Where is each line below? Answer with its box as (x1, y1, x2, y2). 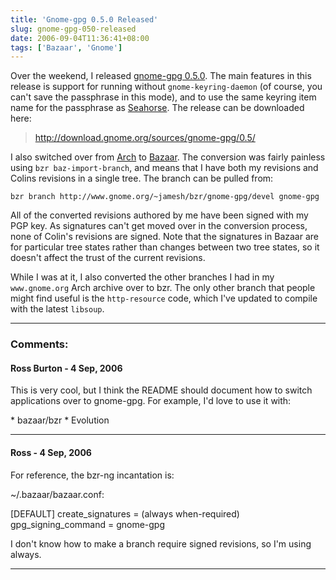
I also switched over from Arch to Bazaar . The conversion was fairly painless (10, 151, 326, 163)
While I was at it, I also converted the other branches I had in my (10, 271, 275, 283)
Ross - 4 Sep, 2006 (10, 446, 92, 458)
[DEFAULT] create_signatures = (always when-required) (10, 507, 240, 520)
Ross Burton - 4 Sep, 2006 (10, 362, 123, 374)
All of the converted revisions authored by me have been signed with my (10, 209, 309, 221)
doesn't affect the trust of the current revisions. (10, 252, 206, 264)
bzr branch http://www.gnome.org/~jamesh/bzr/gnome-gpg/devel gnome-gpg (10, 192, 320, 202)
